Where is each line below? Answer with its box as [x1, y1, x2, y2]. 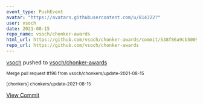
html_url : [6, 37, 31, 43]
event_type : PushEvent [6, 8, 63, 15]
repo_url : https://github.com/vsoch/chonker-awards [6, 43, 139, 49]
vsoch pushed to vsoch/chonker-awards [6, 58, 108, 66]
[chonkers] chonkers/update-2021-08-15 [6, 81, 92, 87]
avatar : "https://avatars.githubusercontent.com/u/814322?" [6, 14, 161, 20]
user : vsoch [6, 20, 36, 26]
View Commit [6, 91, 40, 99]
